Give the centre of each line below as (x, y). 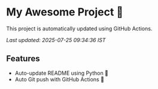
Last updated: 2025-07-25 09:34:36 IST (56, 40)
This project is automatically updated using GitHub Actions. (79, 28)
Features (23, 59)
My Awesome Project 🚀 (65, 12)
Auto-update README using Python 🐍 (62, 73)
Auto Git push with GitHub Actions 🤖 (60, 79)
